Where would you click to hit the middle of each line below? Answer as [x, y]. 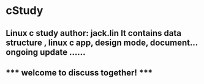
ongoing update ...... [46, 52]
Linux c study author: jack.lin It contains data [94, 33]
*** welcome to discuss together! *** [79, 73]
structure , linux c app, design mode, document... [102, 42]
